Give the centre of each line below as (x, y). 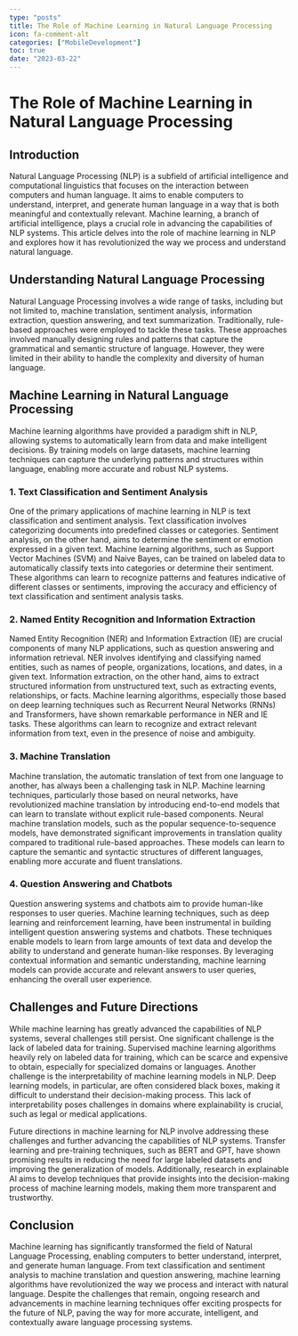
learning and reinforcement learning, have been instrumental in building (140, 922)
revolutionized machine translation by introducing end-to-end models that (145, 804)
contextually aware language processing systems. (101, 1323)
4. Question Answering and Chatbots (91, 884)
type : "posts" (36, 17)
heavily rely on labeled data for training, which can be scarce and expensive (149, 1057)
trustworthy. (32, 1197)
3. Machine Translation (60, 756)
